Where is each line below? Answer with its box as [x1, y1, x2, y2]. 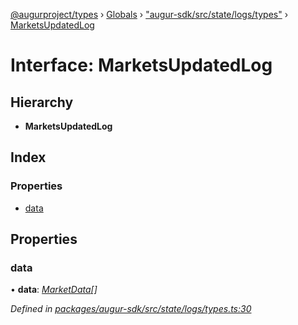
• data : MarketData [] [10, 284, 98, 296]
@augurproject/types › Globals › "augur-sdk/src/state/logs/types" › [10, 9, 289, 20]
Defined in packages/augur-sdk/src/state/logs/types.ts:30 [10, 303, 252, 315]
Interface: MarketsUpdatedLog [10, 54, 273, 77]
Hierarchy [10, 94, 74, 111]
